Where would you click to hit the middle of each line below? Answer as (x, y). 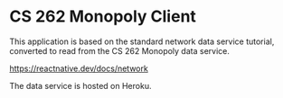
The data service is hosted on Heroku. (80, 85)
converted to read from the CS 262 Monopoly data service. (120, 50)
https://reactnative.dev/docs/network (79, 68)
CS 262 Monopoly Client (103, 17)
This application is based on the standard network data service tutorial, (142, 41)
